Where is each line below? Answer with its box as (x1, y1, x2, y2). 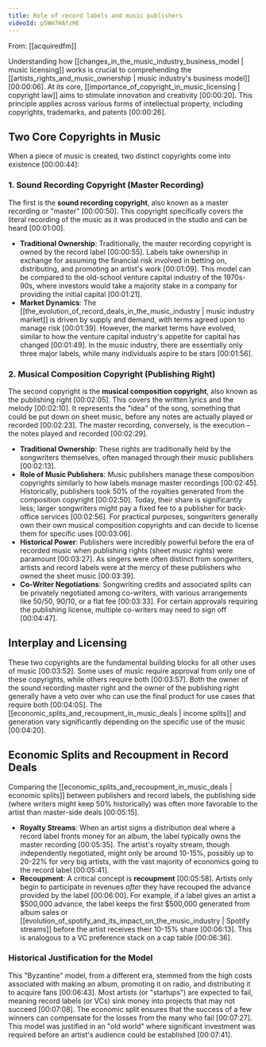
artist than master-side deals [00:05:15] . (8, 807, 140, 817)
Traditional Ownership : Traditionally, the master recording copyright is (19, 238, 252, 248)
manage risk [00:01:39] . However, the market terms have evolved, (19, 323, 236, 333)
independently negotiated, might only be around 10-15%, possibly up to (19, 848, 254, 858)
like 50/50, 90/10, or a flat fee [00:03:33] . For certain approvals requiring (19, 596, 258, 606)
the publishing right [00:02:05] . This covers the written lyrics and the (8, 395, 234, 404)
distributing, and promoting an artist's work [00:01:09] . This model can (19, 264, 252, 273)
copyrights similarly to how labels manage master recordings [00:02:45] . (19, 478, 259, 487)
